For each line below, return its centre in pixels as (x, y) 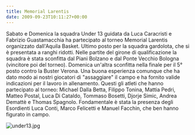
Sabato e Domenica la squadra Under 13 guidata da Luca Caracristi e (89, 33)
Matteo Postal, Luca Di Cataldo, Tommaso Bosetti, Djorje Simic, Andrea (91, 96)
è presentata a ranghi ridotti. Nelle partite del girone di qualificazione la (91, 52)
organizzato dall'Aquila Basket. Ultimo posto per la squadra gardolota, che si (98, 46)
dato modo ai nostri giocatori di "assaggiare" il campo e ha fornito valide (93, 77)
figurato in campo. (28, 114)
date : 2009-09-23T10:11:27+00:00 (47, 17)
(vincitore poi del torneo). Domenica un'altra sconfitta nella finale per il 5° (94, 64)
